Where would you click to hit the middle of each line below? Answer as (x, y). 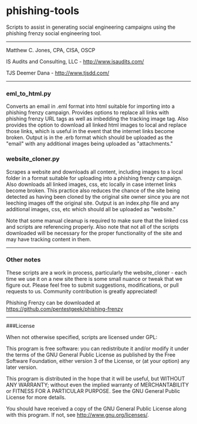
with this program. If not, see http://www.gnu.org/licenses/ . (78, 415)
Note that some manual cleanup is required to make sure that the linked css (97, 221)
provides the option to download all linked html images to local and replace (96, 125)
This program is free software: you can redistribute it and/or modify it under (97, 348)
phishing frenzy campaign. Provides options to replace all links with (87, 113)
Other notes (23, 260)
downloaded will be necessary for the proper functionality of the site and (94, 233)
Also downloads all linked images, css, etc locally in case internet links (91, 184)
